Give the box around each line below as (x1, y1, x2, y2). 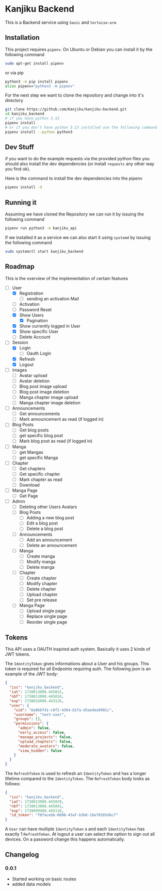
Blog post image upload (19, 383, 67, 389)
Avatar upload (19, 372, 48, 378)
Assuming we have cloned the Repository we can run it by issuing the (5, 211, 144, 217)
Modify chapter (26, 581, 57, 587)
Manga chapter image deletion (19, 400, 81, 406)
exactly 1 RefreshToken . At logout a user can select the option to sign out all (5, 831, 155, 837)
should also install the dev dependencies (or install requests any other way (5, 161, 154, 167)
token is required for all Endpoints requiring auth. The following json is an (5, 666, 151, 672)
